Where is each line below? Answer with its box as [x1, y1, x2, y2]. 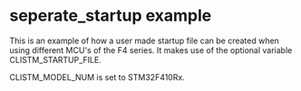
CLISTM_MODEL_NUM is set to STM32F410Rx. [9, 71, 186, 82]
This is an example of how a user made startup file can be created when [9, 35, 279, 46]
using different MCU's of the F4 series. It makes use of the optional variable [9, 44, 293, 55]
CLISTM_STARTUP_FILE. [9, 54, 102, 65]
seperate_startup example [9, 5, 212, 26]
